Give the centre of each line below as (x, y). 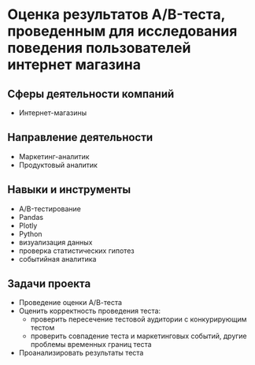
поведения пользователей (99, 48)
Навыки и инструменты (69, 190)
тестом (42, 328)
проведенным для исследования (122, 31)
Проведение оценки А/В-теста (70, 303)
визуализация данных (55, 242)
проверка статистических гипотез (76, 251)
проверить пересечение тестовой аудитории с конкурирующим (139, 319)
